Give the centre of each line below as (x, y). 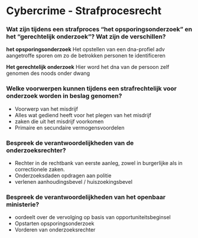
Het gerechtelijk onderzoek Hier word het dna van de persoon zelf (88, 67)
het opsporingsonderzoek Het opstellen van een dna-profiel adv (86, 49)
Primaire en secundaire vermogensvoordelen (69, 127)
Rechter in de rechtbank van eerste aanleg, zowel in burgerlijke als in (99, 163)
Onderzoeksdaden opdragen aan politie (63, 176)
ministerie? (23, 204)
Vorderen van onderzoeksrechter (55, 230)
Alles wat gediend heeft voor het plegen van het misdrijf (83, 115)
